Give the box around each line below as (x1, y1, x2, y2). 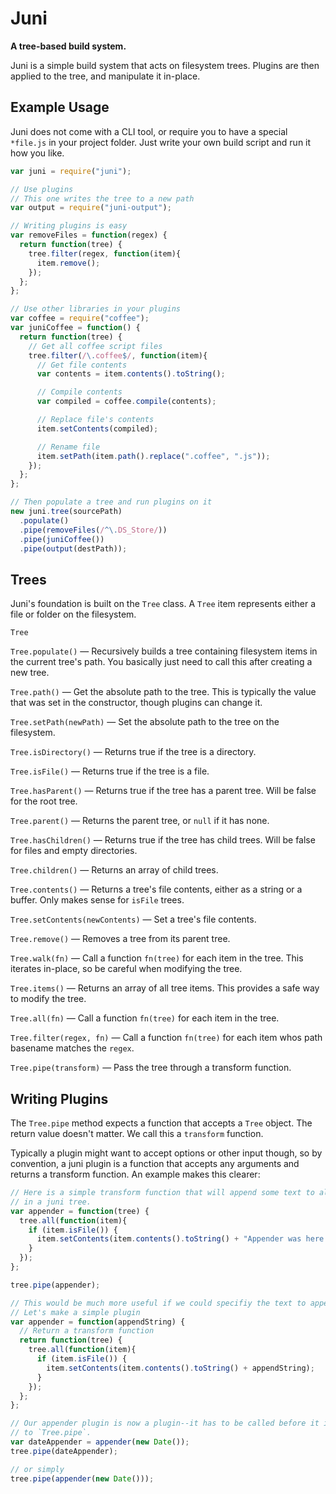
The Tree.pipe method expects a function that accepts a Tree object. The (10, 1117, 313, 1129)
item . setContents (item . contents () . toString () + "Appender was (36, 1234, 302, 1244)
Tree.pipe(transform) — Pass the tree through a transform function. (10, 1062, 292, 1074)
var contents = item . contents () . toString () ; (36, 369, 226, 379)
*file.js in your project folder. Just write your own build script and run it (10, 136, 312, 148)
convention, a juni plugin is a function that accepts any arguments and (10, 1158, 300, 1169)
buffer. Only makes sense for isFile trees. (10, 894, 185, 906)
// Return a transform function (19, 1326, 155, 1336)
